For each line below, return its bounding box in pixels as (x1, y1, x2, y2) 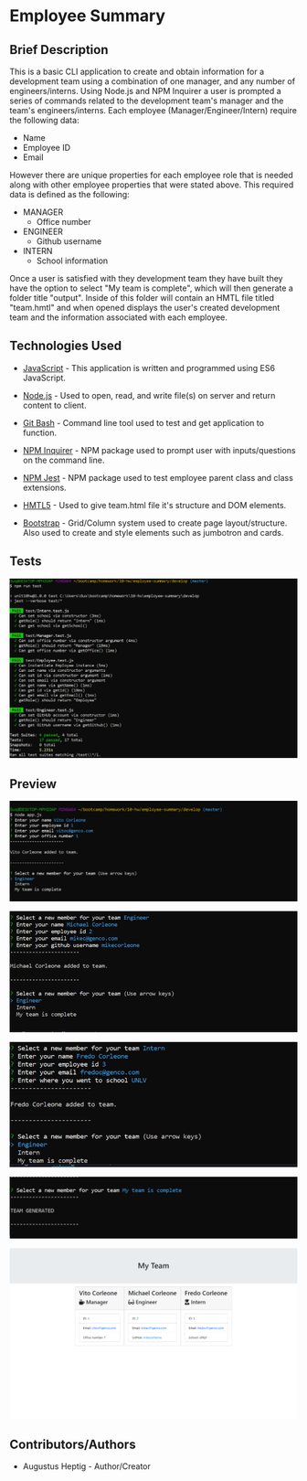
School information (36, 255, 109, 266)
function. (22, 427, 58, 438)
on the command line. (22, 454, 105, 465)
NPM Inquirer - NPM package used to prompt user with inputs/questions (22, 444, 296, 455)
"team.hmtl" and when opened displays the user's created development (9, 303, 281, 313)
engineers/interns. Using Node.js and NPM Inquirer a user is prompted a (9, 86, 281, 96)
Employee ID (22, 143, 71, 153)
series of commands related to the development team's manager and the (9, 95, 284, 106)
